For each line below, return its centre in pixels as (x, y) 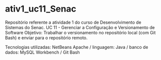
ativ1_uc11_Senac (41, 9)
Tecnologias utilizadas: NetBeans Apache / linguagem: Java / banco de (77, 47)
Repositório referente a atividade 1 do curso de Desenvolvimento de (73, 22)
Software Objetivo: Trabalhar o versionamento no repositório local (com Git (80, 32)
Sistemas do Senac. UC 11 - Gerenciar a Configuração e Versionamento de (80, 27)
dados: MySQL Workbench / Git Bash (42, 52)
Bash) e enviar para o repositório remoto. (46, 38)
